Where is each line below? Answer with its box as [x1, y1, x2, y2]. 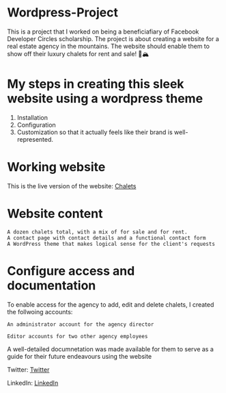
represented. [16, 135, 53, 143]
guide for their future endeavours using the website [7, 352, 152, 360]
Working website [7, 160, 106, 175]
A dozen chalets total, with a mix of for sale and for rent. [7, 228, 188, 236]
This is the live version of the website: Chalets [7, 181, 137, 190]
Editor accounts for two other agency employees [7, 333, 148, 340]
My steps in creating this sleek [7, 77, 184, 92]
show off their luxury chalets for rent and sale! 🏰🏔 [7, 49, 150, 58]
